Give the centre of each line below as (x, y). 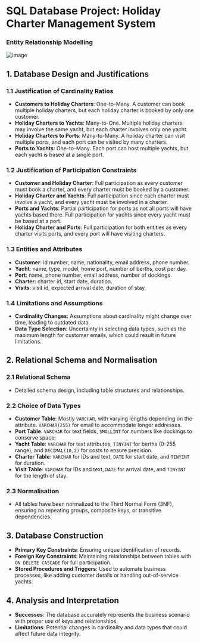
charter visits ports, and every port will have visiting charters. (90, 234)
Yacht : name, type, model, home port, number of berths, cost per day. (101, 268)
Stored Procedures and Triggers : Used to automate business (90, 569)
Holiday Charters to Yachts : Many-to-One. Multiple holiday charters (99, 123)
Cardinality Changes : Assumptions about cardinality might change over (103, 316)
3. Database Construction (55, 535)
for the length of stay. (41, 476)
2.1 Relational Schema (38, 377)
